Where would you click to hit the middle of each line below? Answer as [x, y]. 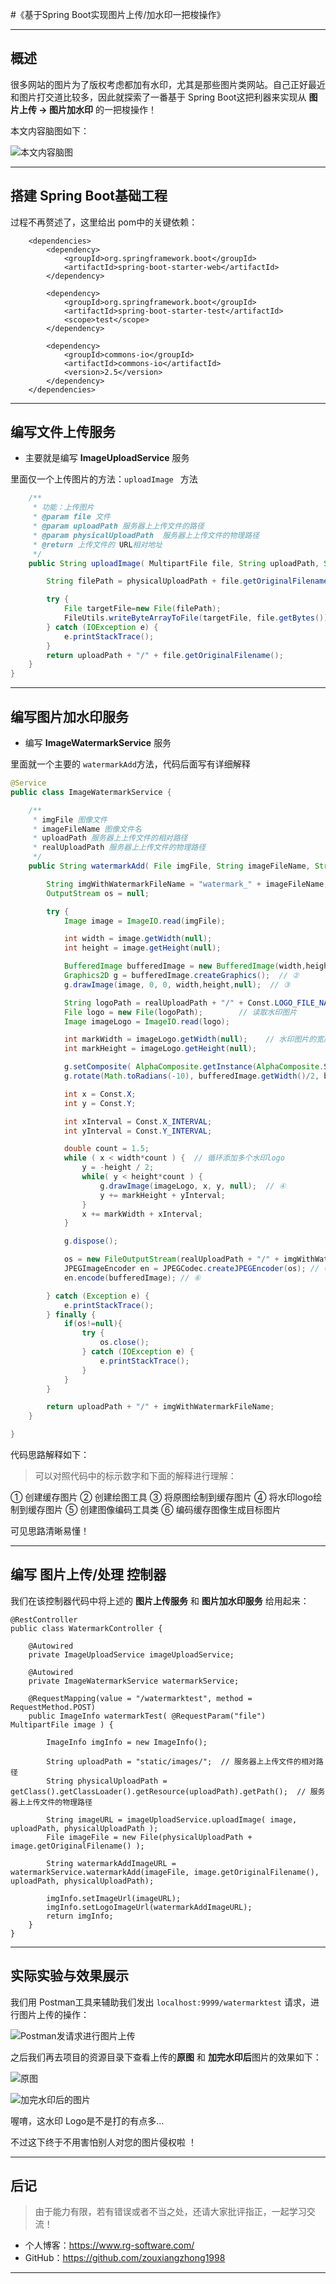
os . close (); [124, 1343]
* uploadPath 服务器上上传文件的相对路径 [110, 838]
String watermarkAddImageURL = [111, 1863]
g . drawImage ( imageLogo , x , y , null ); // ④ [193, 1186]
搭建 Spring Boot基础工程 [89, 196]
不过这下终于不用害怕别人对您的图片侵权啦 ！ [103, 2142]
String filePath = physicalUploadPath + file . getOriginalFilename [187, 581]
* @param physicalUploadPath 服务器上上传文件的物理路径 [146, 535]
